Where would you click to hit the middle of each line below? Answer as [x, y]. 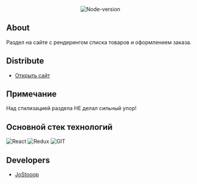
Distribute [25, 61]
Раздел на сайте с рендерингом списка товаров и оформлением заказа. [99, 42]
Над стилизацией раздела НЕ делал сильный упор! [72, 108]
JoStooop [27, 174]
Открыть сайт [33, 75]
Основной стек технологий [59, 127]
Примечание [31, 94]
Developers [28, 160]
